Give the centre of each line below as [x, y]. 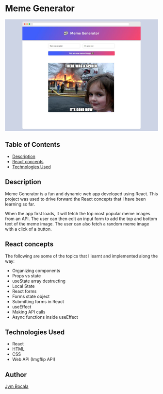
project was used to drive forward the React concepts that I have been [75, 199]
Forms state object [31, 296]
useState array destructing [39, 281]
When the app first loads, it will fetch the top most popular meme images [78, 213]
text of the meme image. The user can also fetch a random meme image [77, 223]
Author [16, 375]
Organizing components [36, 271]
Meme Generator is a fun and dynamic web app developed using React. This [81, 194]
